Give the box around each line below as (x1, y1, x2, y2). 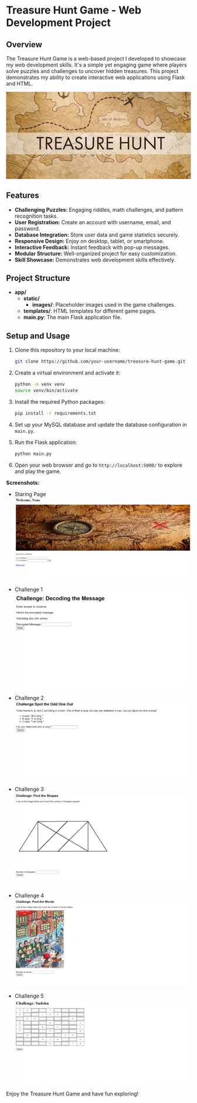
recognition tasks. (14, 212, 59, 220)
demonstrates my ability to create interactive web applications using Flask (6, 74, 185, 81)
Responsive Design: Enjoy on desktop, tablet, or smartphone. (14, 237, 164, 244)
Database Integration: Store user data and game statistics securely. (14, 231, 179, 238)
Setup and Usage (6, 331, 70, 341)
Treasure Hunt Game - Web (6, 4, 142, 17)
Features (6, 191, 39, 201)
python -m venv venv (14, 381, 65, 387)
